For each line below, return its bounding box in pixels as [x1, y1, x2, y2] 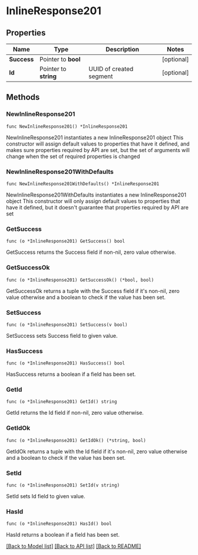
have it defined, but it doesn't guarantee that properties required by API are [6, 204, 189, 211]
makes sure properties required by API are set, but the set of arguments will [6, 146, 190, 153]
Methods [6, 92, 40, 102]
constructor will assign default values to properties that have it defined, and [6, 140, 190, 147]
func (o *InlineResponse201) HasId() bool [6, 521, 112, 527]
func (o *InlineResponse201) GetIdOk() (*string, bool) [6, 437, 146, 443]
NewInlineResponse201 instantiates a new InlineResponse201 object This [6, 134, 184, 141]
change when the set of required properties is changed [6, 153, 140, 160]
